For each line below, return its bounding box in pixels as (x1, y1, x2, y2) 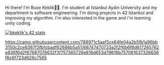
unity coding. (5, 20, 32, 26)
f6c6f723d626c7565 (5, 55, 47, 61)
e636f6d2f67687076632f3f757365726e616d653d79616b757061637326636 (5, 49, 159, 55)
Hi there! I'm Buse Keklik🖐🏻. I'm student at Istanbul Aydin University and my (5, 5, 158, 10)
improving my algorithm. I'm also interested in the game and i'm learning (5, 15, 151, 21)
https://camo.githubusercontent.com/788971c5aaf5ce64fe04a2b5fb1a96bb (5, 39, 158, 45)
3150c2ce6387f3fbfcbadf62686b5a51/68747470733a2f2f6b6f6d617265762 (5, 44, 160, 50)
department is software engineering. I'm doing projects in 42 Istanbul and (5, 10, 154, 16)
